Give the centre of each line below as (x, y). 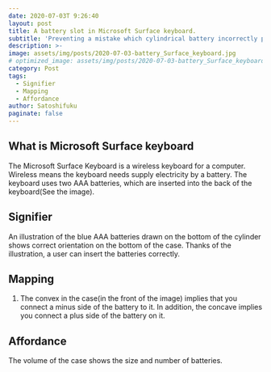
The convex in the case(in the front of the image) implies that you (129, 298)
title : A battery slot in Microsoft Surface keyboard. (102, 31)
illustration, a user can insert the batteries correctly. (94, 254)
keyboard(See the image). (52, 192)
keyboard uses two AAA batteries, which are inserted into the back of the (130, 183)
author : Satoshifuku (43, 106)
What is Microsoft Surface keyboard (101, 146)
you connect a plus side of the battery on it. (92, 315)
